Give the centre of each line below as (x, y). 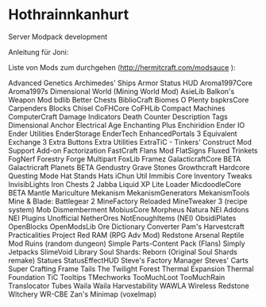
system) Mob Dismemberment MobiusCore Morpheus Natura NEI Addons (129, 209)
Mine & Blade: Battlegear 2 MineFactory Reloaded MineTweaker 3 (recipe (128, 201)
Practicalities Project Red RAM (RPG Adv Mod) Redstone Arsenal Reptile (126, 235)
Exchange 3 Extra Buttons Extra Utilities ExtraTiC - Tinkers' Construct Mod (130, 142)
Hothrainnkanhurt (69, 15)
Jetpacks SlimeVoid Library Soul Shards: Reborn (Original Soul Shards (123, 251)
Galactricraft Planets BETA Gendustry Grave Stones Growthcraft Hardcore (129, 167)
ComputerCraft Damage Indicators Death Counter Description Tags (118, 116)
